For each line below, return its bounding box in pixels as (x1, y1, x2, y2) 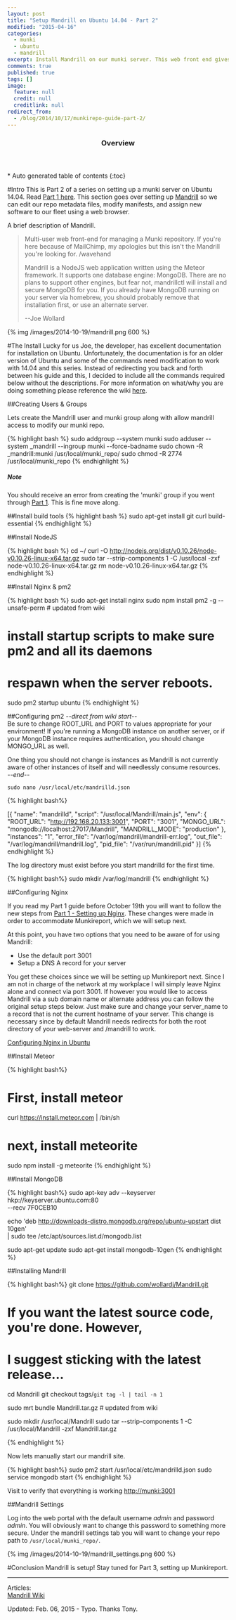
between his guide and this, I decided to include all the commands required (7, 371, 225, 379)
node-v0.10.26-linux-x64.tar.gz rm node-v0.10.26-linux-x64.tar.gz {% (7, 561, 209, 570)
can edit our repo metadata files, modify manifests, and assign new (7, 200, 202, 208)
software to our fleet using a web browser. (7, 207, 130, 216)
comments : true (7, 63, 52, 70)
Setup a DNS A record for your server (17, 958, 126, 967)
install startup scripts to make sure (7, 628, 215, 644)
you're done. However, (7, 1319, 143, 1335)
